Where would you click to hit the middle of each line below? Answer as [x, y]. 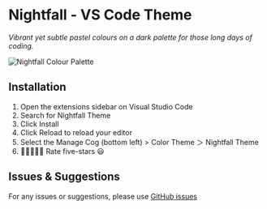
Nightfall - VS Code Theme [100, 15]
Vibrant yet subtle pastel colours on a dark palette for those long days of [131, 37]
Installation [37, 87]
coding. [21, 45]
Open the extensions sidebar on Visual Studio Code [106, 106]
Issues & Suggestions [64, 177]
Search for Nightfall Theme [65, 115]
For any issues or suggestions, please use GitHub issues [103, 196]
